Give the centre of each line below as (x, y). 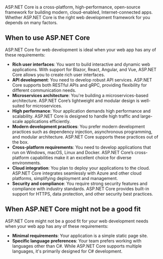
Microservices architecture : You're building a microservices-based (80, 95)
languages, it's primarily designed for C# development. (67, 251)
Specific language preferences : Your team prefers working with (77, 240)
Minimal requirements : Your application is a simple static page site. (80, 236)
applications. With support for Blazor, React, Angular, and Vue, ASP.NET (84, 69)
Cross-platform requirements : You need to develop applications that (81, 147)
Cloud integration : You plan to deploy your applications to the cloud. (81, 168)
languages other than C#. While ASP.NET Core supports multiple (77, 246)
